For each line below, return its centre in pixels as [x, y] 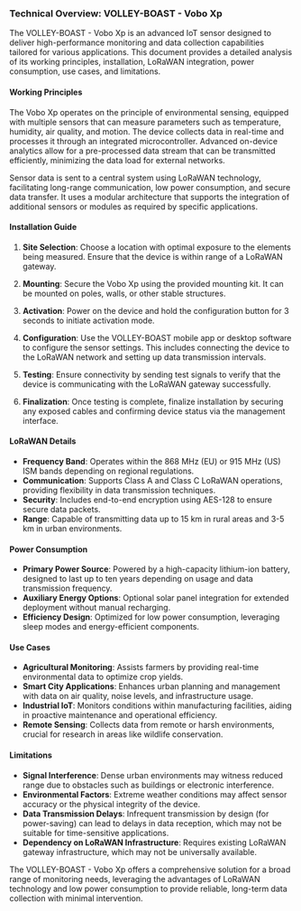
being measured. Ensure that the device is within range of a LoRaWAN [153, 256]
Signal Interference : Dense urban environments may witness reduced [153, 775]
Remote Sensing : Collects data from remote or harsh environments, [148, 725]
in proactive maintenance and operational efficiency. [120, 715]
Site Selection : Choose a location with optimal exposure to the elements [156, 247]
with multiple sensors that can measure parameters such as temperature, [145, 122]
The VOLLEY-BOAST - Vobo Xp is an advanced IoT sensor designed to [141, 33]
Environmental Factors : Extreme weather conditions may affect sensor [155, 794]
